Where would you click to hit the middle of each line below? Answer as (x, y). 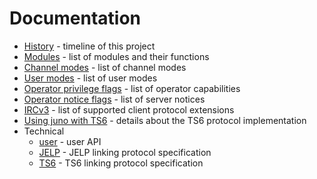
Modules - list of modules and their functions (116, 56)
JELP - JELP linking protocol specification (125, 152)
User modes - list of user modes (90, 78)
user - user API (70, 141)
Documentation (75, 18)
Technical (44, 131)
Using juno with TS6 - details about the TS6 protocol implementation (165, 120)
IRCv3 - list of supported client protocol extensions (129, 109)
